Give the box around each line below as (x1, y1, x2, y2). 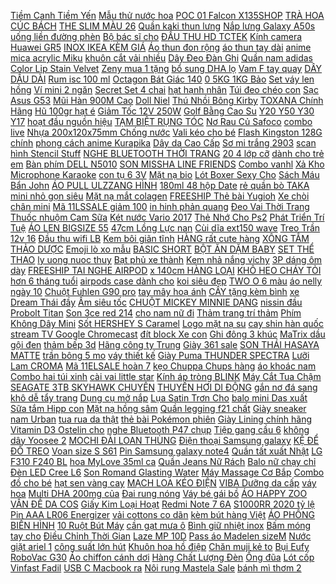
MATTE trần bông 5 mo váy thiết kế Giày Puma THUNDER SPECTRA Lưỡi (10, 350, 310, 361)
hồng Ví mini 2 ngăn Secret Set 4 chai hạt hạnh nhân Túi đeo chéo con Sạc (10, 84, 319, 95)
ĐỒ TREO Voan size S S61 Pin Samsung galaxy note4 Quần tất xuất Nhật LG (10, 445, 323, 457)
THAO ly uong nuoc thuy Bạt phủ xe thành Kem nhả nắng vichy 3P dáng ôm (10, 254, 323, 265)
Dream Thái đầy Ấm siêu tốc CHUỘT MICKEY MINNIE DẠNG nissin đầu (10, 296, 303, 308)
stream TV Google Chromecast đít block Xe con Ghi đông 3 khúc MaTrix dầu (10, 328, 326, 340)
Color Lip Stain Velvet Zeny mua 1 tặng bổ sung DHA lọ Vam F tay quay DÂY (10, 63, 323, 74)
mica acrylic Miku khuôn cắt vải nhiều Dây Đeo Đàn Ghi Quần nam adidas (10, 52, 314, 64)
